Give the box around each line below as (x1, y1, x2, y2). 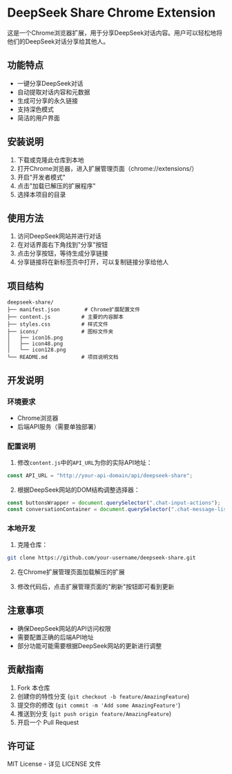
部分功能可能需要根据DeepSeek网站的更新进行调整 (17, 641, 162, 649)
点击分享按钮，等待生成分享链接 (17, 249, 108, 257)
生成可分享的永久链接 (17, 96, 78, 104)
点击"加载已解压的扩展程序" (17, 181, 96, 190)
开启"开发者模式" (17, 173, 66, 181)
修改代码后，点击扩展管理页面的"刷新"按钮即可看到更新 (17, 582, 175, 591)
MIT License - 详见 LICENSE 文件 (7, 759, 101, 768)
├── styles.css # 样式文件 (7, 321, 108, 328)
